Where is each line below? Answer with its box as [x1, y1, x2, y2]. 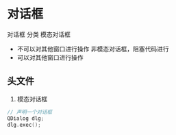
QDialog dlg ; [7, 114, 45, 122]
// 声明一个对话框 [7, 108, 53, 115]
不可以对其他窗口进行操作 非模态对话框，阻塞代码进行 [16, 45, 169, 53]
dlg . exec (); [7, 121, 41, 128]
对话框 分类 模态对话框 [7, 30, 71, 38]
